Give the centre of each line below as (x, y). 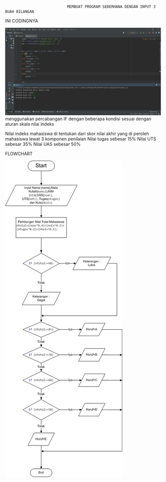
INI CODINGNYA (22, 21)
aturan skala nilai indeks (30, 124)
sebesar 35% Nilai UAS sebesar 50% (43, 144)
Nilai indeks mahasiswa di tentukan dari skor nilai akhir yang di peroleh (77, 133)
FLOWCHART (19, 154)
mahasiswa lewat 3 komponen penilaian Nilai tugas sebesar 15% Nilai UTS (81, 139)
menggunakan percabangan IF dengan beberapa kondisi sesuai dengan (78, 119)
